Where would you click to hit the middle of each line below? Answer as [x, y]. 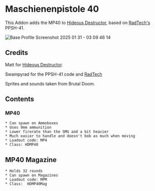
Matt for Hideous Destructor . [34, 64]
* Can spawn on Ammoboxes [31, 123]
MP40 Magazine [31, 160]
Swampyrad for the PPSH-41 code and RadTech [54, 74]
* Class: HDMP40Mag [26, 184]
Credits [17, 53]
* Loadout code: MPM [26, 180]
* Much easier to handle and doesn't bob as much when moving [70, 136]
